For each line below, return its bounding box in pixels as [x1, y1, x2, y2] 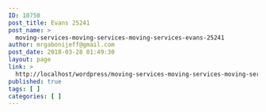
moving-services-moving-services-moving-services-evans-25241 [15, 33, 225, 42]
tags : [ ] [8, 84, 41, 93]
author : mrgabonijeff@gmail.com [8, 41, 115, 49]
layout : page [8, 56, 51, 64]
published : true [8, 77, 62, 85]
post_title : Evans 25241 [8, 19, 90, 27]
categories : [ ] [8, 92, 62, 100]
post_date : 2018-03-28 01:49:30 [8, 48, 115, 56]
